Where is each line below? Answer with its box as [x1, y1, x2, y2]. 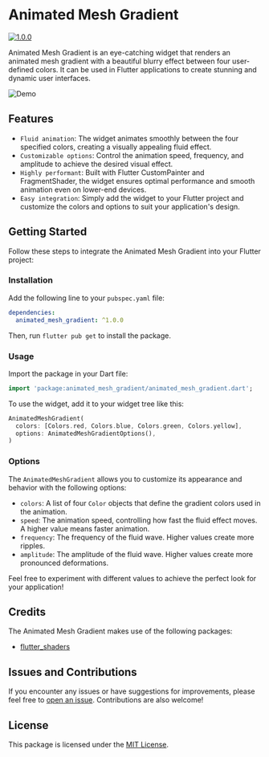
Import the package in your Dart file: [8, 368, 128, 378]
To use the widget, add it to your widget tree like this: [8, 399, 185, 409]
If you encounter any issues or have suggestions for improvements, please [8, 686, 255, 696]
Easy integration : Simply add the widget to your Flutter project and [19, 193, 244, 202]
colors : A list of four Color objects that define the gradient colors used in [19, 498, 261, 507]
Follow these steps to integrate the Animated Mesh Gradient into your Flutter [8, 246, 261, 256]
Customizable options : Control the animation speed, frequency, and [19, 150, 244, 160]
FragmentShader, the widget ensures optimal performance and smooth [19, 176, 255, 185]
